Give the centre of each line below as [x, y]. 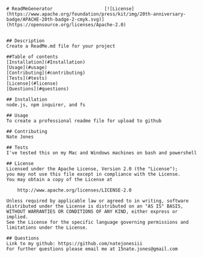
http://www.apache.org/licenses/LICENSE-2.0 [74, 190]
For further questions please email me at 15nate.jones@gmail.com [92, 249]
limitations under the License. [47, 228]
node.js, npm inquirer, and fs [46, 105]
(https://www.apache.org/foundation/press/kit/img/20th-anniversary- [96, 14]
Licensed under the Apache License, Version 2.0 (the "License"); [92, 169]
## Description [26, 41]
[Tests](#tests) [27, 78]
